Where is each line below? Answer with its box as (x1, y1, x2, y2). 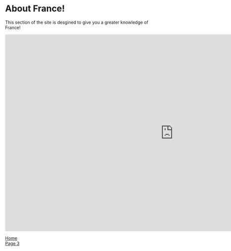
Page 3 (5, 240, 20, 246)
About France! (5, 3, 65, 14)
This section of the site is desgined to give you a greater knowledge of (5, 19, 149, 25)
